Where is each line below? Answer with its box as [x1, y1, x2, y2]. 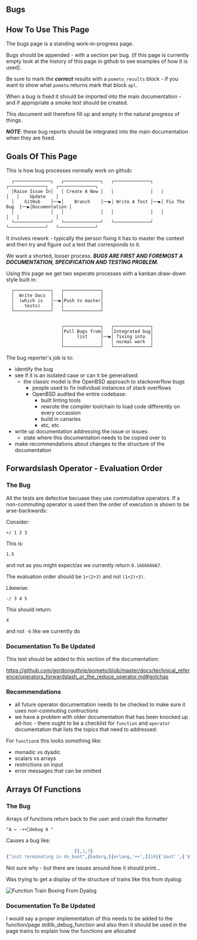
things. [6, 117, 23, 124]
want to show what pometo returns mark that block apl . [6, 82, 138, 89]
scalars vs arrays [14, 755, 56, 762]
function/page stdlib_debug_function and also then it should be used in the [6, 921, 187, 928]
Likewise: [6, 584, 29, 591]
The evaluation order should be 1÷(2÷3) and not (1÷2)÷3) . [6, 573, 145, 580]
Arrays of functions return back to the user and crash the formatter [6, 815, 168, 822]
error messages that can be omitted [14, 768, 101, 775]
